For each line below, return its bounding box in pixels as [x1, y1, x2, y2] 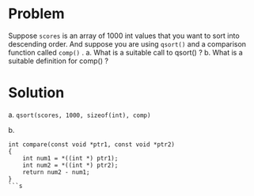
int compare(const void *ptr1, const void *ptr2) [8, 140, 176, 149]
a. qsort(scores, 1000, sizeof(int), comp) [8, 110, 151, 119]
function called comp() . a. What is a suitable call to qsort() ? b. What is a [8, 47, 243, 57]
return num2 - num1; [22, 168, 90, 176]
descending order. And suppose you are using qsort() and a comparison [8, 39, 247, 48]
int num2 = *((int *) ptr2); [22, 161, 119, 169]
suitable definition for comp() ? [8, 56, 109, 66]
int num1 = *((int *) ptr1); [22, 154, 119, 162]
